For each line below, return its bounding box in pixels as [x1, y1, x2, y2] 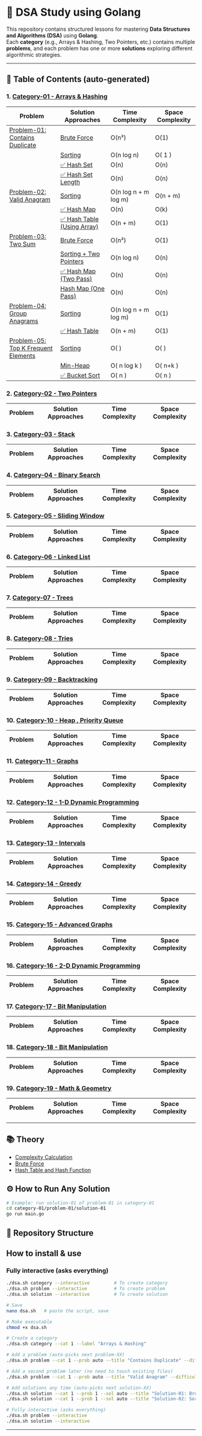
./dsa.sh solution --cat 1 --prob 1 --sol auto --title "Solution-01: [6, 1390, 187, 1397]
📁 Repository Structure [6, 1228, 94, 1238]
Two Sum [9, 240, 36, 248]
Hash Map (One [60, 284, 105, 292]
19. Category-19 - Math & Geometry [6, 1084, 112, 1092]
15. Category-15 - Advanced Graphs [6, 920, 113, 929]
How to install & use [6, 1248, 82, 1258]
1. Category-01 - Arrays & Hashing [6, 92, 108, 101]
